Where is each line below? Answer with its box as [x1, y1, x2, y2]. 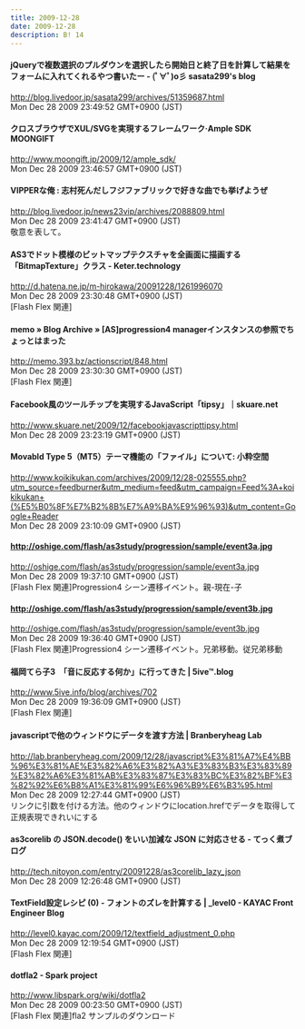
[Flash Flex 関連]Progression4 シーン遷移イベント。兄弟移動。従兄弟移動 [10, 644, 283, 655]
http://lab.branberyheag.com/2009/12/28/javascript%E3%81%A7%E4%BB [10, 750, 291, 761]
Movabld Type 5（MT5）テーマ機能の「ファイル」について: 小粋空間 [10, 451, 270, 462]
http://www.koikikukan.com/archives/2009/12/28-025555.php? [10, 471, 247, 482]
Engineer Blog [10, 907, 64, 918]
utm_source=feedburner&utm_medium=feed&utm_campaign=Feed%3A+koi [10, 481, 295, 492]
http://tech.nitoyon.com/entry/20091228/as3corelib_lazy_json [10, 866, 241, 876]
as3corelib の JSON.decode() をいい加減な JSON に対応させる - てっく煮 [10, 834, 285, 845]
